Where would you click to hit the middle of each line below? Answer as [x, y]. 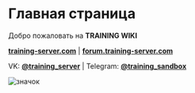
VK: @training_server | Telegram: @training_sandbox [97, 66]
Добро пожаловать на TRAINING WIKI [73, 35]
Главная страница [72, 14]
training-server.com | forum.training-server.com [90, 50]
